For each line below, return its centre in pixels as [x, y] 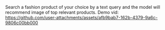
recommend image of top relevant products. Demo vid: [62, 12]
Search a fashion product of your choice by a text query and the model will [83, 7]
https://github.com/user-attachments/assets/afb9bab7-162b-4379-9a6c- [81, 17]
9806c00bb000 [22, 23]
